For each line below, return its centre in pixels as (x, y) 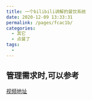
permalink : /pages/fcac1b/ (39, 22)
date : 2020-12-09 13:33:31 (39, 17)
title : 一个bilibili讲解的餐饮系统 (46, 12)
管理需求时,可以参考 (43, 75)
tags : (13, 45)
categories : (21, 28)
